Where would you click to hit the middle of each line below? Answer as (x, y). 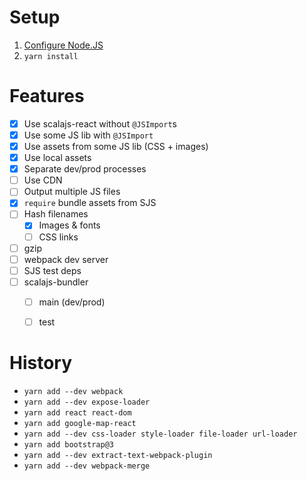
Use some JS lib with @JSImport (88, 135)
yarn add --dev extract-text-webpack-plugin (118, 455)
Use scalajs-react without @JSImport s (100, 123)
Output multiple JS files (72, 192)
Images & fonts (69, 225)
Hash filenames (56, 214)
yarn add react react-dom (77, 412)
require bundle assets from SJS (90, 203)
